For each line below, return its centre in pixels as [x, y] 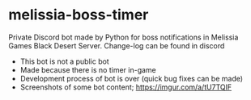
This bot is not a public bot [64, 61]
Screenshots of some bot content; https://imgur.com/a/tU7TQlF [126, 87]
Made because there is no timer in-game [88, 69]
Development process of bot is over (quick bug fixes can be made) [132, 78]
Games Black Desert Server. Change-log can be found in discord [117, 45]
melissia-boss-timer [79, 15]
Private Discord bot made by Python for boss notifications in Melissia [123, 37]
